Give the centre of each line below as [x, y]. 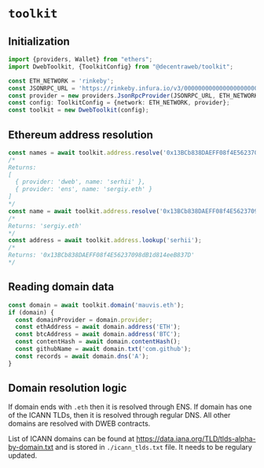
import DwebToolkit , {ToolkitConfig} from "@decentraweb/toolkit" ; [121, 66]
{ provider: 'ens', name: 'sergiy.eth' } [84, 190]
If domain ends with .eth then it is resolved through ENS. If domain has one [130, 407]
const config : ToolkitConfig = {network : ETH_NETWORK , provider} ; [119, 103]
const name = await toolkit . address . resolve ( [84, 211]
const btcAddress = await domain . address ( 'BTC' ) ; [98, 334]
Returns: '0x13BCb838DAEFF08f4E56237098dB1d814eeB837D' [101, 255]
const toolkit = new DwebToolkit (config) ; [79, 110]
